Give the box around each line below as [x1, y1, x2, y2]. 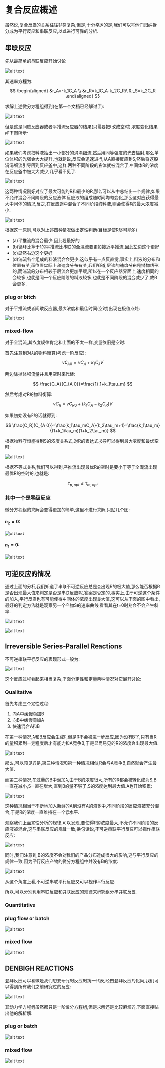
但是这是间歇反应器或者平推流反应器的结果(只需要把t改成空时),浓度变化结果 [5, 123, 158, 129]
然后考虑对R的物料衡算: [5, 391, 53, 397]
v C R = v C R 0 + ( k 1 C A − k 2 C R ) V [53, 401, 113, 408]
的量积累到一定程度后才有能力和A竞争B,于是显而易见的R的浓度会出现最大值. [5, 740, 159, 746]
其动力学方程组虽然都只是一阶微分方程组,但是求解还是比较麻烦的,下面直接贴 [5, 1004, 159, 1010]
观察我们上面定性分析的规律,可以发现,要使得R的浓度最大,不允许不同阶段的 [5, 819, 154, 826]
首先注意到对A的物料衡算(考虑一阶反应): [5, 350, 86, 356]
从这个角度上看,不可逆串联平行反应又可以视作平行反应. [5, 878, 116, 884]
